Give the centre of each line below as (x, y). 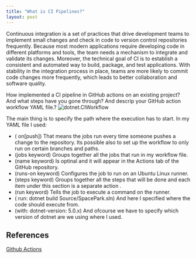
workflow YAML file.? (31, 107)
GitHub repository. (37, 167)
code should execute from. (47, 204)
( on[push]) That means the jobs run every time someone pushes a (95, 136)
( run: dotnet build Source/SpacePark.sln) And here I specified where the (102, 198)
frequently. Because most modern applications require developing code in (95, 46)
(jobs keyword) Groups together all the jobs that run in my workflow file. (101, 154)
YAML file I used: (26, 125)
